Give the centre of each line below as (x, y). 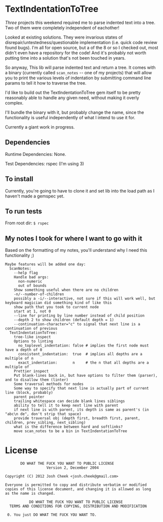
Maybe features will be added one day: (45, 264)
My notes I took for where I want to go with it (74, 238)
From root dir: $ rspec (27, 223)
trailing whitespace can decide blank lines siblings (69, 401)
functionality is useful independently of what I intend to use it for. (70, 117)
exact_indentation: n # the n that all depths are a (83, 363)
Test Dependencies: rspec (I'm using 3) (45, 163)
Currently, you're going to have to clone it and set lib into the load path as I (80, 191)
